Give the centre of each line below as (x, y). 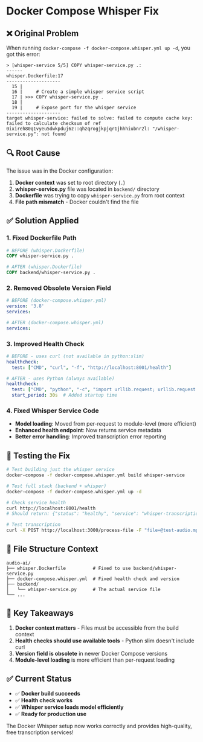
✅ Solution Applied (43, 221)
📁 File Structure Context (52, 549)
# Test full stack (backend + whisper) (56, 486)
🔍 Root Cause (33, 153)
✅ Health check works (43, 700)
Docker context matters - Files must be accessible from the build (97, 628)
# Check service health (36, 502)
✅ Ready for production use (50, 714)
